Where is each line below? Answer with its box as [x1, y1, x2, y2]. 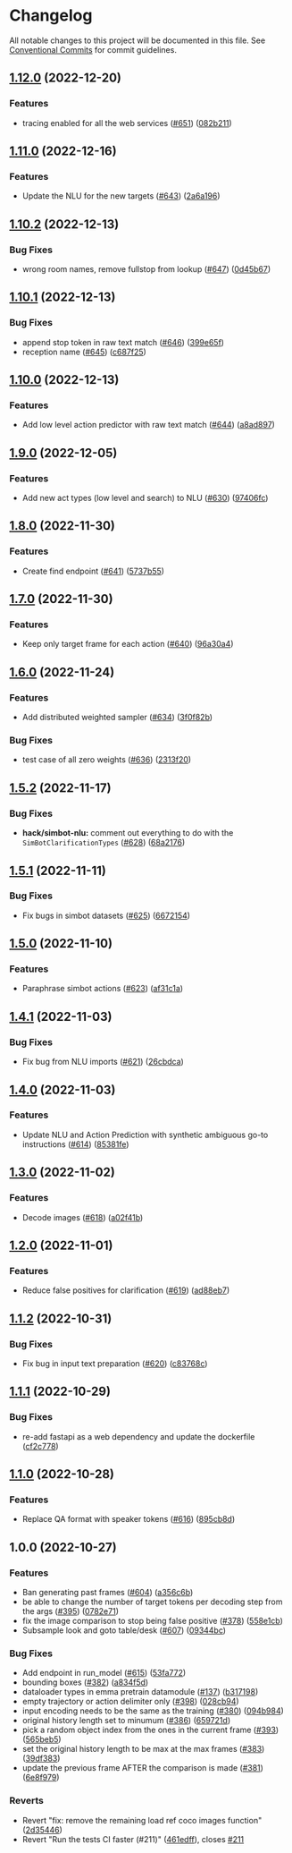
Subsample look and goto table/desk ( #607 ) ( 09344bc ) [21, 1625, 226, 1636]
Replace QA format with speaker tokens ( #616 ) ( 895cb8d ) [21, 1514, 236, 1525]
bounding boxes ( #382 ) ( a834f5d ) [21, 1677, 149, 1687]
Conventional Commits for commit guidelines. [9, 44, 177, 55]
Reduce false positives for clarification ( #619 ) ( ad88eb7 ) [21, 1285, 230, 1296]
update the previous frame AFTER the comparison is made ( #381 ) [21, 1763, 263, 1773]
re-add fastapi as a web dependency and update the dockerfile [21, 1431, 255, 1441]
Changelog [9, 5, 93, 26]
